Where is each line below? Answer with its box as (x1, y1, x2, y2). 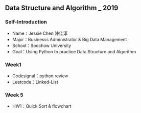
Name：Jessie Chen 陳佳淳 (12, 30, 68, 36)
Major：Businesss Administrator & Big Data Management (12, 36, 127, 42)
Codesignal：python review (12, 73, 69, 79)
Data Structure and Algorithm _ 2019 (5, 4, 118, 12)
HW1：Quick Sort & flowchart (12, 103, 72, 109)
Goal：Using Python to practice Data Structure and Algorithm (12, 48, 136, 54)
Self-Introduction (5, 19, 47, 25)
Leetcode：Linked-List (12, 79, 59, 85)
